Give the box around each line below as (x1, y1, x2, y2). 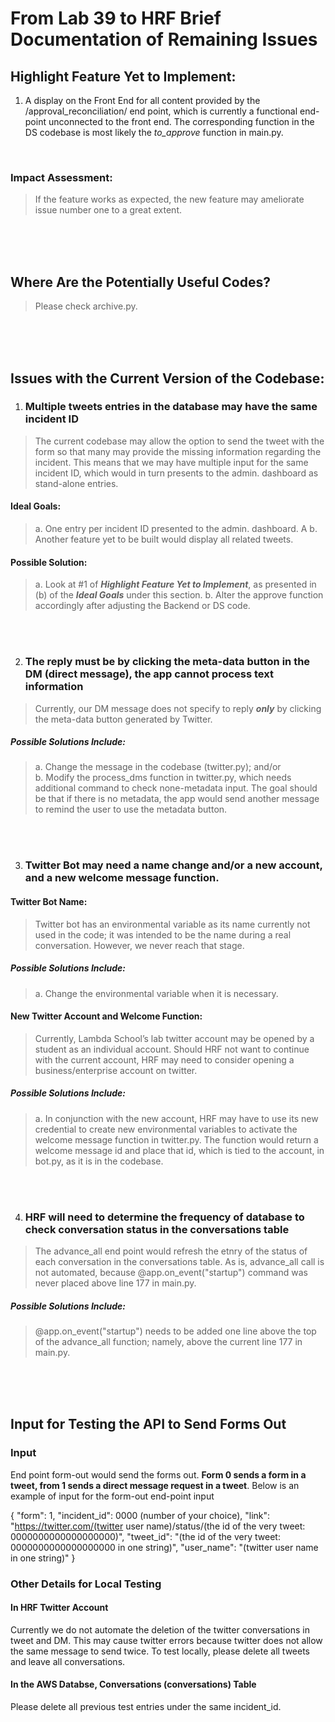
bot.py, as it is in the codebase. (34, 1155, 164, 1167)
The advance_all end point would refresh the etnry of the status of (34, 1245, 308, 1257)
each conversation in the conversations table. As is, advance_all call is (34, 1256, 325, 1268)
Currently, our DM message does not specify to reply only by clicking (34, 702, 322, 714)
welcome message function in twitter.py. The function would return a (34, 1133, 319, 1146)
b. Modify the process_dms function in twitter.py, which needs (34, 772, 292, 784)
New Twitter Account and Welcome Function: (10, 1010, 203, 1022)
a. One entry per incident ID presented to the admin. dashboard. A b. (34, 523, 318, 534)
